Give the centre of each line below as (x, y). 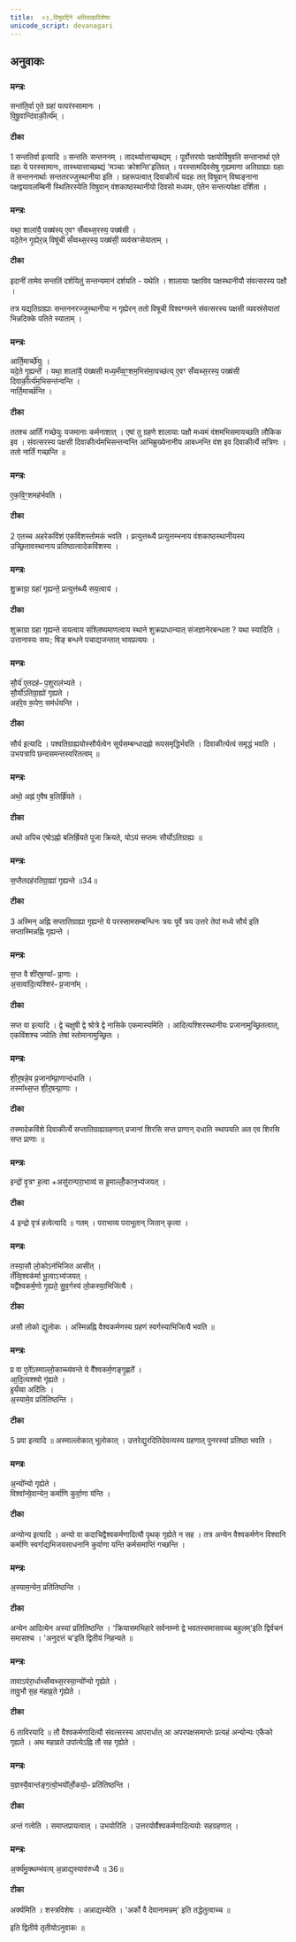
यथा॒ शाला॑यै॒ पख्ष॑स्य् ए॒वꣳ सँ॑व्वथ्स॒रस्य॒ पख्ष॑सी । (73, 229)
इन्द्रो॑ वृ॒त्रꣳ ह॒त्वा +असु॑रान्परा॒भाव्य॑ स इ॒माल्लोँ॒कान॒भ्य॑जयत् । (88, 1182)
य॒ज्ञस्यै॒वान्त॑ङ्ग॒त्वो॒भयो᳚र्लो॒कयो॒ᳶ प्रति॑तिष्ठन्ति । (70, 1785)
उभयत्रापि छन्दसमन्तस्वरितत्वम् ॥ (55, 753)
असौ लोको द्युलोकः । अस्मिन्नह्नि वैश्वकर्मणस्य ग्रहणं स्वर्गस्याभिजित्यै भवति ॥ (112, 1326)
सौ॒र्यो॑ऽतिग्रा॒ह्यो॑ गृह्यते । (40, 693)
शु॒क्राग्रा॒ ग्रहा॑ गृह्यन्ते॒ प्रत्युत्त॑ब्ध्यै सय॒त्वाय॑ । (64, 589)
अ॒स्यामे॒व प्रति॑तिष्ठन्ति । (42, 1400)
